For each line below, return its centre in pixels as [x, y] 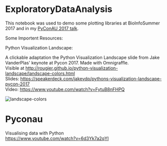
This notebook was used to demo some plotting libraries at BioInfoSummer [82, 23]
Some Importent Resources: [34, 38]
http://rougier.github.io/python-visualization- [72, 68]
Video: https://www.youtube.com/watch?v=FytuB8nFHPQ [65, 89]
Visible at [15, 68]
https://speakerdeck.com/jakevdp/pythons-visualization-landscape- [91, 78]
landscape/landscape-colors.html [40, 73]
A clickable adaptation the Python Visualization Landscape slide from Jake [82, 57]
